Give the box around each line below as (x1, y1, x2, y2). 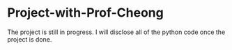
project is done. (7, 35, 52, 43)
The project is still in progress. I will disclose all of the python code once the (7, 28, 226, 36)
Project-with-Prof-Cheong (7, 5, 164, 21)
